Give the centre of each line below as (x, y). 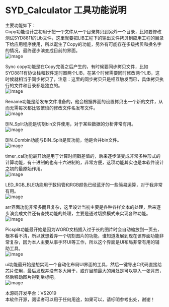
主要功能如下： (21, 25)
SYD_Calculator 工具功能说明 (66, 10)
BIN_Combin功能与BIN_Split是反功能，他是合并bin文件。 (63, 140)
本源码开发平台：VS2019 (31, 293)
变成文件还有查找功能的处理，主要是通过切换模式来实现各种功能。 (82, 213)
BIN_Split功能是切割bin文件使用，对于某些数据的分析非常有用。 (71, 124)
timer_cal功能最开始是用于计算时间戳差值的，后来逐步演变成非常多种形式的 (83, 156)
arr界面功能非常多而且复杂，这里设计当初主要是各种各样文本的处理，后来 (81, 207)
